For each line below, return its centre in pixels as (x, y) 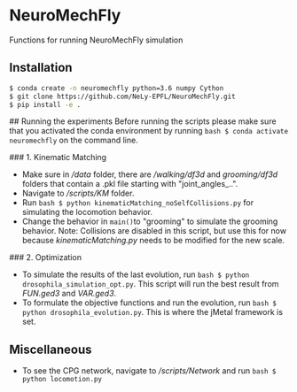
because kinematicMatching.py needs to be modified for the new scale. (153, 241)
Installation (41, 68)
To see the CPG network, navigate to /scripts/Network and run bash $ (149, 371)
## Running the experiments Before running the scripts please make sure (143, 121)
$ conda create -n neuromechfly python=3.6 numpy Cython (117, 88)
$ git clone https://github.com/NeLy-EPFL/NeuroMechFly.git (123, 96)
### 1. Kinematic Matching (58, 158)
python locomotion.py (62, 380)
